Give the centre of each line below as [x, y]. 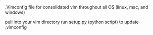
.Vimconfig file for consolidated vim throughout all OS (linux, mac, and [77, 7]
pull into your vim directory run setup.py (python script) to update [72, 22]
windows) [15, 12]
